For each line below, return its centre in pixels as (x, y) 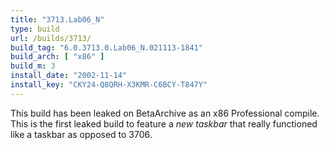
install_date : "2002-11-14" (69, 76)
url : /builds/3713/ (51, 38)
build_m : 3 (33, 66)
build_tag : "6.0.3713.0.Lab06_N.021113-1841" (106, 47)
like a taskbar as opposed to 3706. (81, 134)
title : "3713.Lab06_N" (57, 19)
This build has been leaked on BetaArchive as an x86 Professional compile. (165, 113)
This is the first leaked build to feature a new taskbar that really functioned (164, 123)
